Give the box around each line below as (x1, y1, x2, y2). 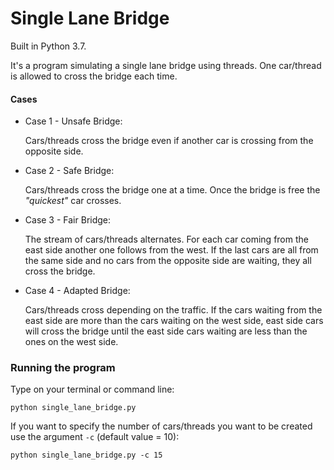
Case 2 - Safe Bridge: (24, 165, 115, 177)
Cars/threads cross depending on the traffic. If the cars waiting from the (24, 304, 323, 316)
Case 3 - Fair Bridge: (24, 214, 112, 226)
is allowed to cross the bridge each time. (10, 70, 178, 82)
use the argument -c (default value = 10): (10, 431, 180, 443)
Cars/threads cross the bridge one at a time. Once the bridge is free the (24, 184, 321, 196)
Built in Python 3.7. (10, 40, 87, 52)
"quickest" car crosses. (24, 195, 122, 207)
